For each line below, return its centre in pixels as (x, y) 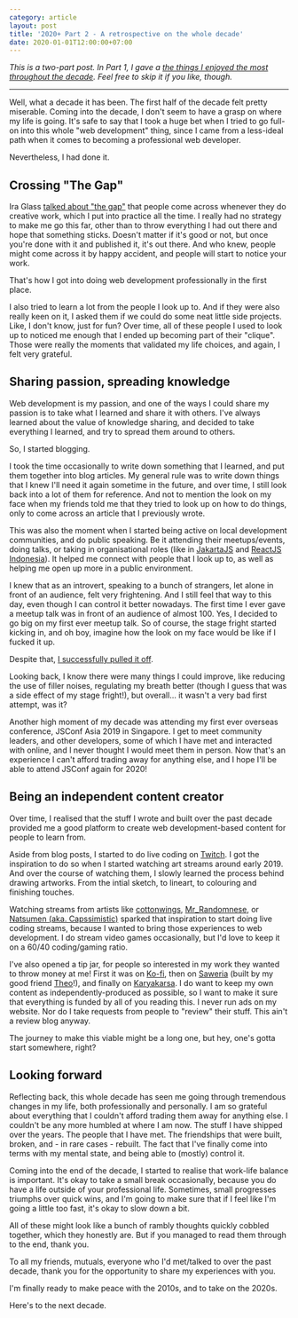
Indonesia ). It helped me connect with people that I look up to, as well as (141, 558)
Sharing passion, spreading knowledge (120, 382)
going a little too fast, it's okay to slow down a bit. (100, 1208)
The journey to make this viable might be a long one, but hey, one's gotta (142, 1038)
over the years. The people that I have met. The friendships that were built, (146, 1134)
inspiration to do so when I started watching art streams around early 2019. (146, 864)
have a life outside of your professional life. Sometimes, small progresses (143, 1189)
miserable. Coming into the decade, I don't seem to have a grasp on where (145, 112)
